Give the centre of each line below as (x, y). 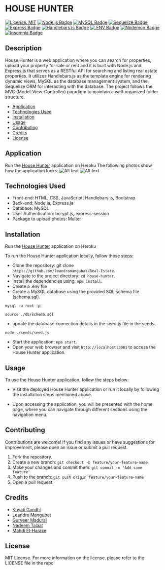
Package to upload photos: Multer (47, 219)
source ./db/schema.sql (30, 315)
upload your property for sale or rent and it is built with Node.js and (73, 65)
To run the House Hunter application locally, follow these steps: (69, 256)
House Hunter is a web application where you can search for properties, (78, 60)
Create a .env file (30, 286)
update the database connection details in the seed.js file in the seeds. (84, 324)
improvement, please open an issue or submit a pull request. (66, 447)
